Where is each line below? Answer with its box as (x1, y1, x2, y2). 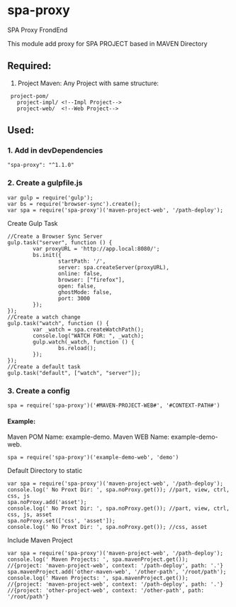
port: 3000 (57, 295, 91, 302)
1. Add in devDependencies (7, 146, 103, 155)
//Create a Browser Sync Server (7, 233, 103, 240)
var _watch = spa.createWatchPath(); (33, 326, 144, 333)
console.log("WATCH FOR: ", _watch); (33, 332, 144, 339)
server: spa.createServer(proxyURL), (57, 263, 170, 271)
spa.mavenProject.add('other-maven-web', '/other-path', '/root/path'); (7, 569, 227, 576)
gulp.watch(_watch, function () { (33, 338, 135, 346)
